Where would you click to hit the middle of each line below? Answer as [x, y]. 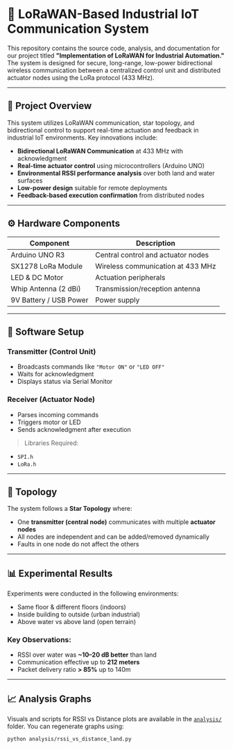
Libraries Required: [51, 443]
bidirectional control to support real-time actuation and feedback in [103, 130]
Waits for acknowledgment [55, 374]
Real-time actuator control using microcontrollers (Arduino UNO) [111, 165]
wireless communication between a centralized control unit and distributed [114, 70]
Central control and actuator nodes [152, 255]
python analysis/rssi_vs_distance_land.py [69, 739]
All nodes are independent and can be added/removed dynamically [113, 537]
